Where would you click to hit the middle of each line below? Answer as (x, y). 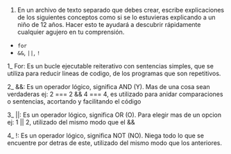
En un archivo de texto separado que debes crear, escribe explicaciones (120, 10)
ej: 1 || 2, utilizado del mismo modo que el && (71, 122)
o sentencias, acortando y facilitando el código (74, 102)
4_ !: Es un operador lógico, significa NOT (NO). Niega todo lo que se (106, 135)
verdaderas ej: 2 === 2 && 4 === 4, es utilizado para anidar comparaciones (115, 94)
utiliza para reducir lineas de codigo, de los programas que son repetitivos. (114, 73)
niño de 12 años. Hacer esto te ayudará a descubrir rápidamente (109, 25)
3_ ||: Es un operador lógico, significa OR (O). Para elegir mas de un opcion (114, 115)
